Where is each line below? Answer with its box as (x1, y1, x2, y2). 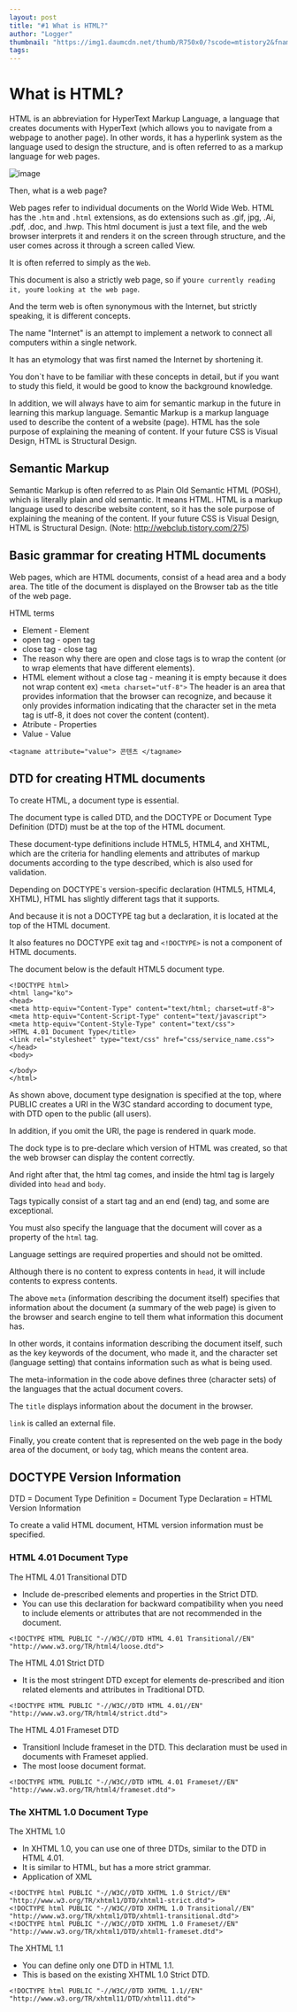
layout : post (9, 12, 57, 22)
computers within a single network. (9, 338, 137, 348)
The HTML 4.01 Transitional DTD (9, 1572, 128, 1582)
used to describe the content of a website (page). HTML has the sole (9, 417, 261, 428)
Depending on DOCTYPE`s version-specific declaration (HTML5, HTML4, (9, 883, 276, 895)
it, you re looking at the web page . (9, 284, 140, 295)
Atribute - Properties (21, 719, 97, 729)
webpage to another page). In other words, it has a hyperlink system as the (9, 132, 283, 143)
